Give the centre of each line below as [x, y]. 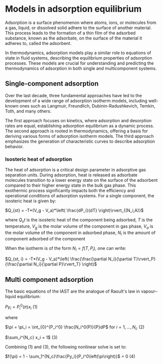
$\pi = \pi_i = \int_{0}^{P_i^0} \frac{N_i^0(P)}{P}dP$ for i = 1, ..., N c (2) [75, 327]
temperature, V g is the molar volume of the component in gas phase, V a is [79, 227]
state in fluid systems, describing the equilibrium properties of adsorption [79, 58]
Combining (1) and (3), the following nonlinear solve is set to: [66, 347]
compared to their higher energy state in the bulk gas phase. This [71, 185]
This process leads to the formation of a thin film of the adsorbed [70, 33]
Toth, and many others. [28, 111]
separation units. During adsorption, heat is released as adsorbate [71, 175]
